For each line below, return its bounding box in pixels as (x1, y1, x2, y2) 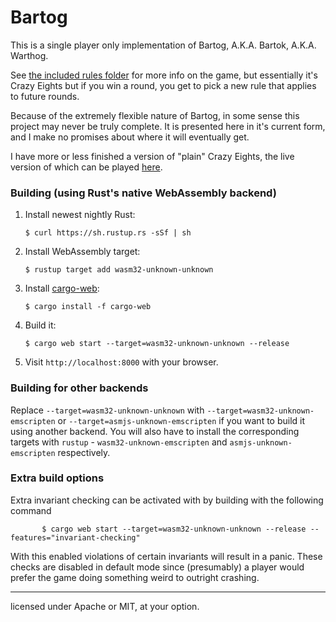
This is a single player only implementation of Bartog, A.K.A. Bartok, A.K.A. (10, 39, 317, 51)
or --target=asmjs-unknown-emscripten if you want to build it (57, 414, 306, 426)
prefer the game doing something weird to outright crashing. (10, 571, 260, 583)
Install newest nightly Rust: (24, 209, 136, 221)
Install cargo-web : (24, 282, 100, 295)
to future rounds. (10, 90, 80, 102)
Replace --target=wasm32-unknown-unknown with (10, 404, 205, 416)
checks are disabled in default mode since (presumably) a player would (10, 561, 305, 573)
